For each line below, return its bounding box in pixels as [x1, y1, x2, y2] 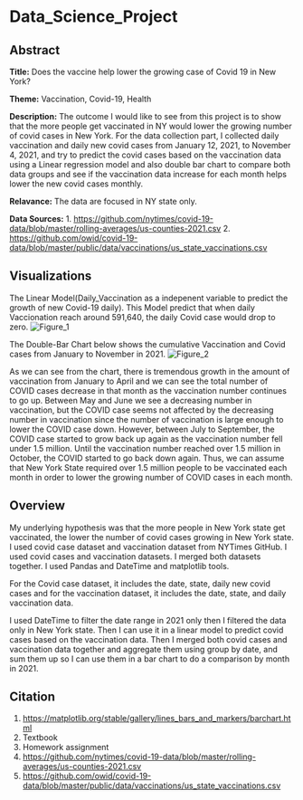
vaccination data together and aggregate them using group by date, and [9, 643, 279, 654]
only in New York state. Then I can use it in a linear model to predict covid [9, 624, 284, 635]
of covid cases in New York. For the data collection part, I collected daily [9, 130, 279, 141]
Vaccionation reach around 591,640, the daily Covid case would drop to [9, 311, 276, 322]
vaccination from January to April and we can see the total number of [9, 376, 269, 386]
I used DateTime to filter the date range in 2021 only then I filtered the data [9, 614, 287, 625]
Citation [9, 690, 56, 705]
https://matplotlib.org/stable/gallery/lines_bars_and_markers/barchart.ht [22, 713, 291, 724]
